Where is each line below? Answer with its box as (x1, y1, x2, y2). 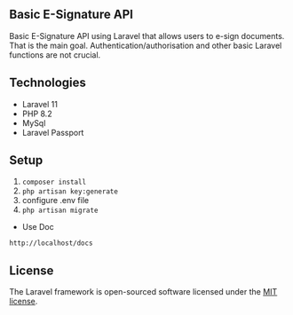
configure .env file (21, 195, 90, 206)
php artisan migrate (21, 206, 99, 216)
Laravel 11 (21, 98, 58, 109)
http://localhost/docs (9, 239, 93, 248)
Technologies (9, 75, 87, 91)
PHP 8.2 (21, 108, 52, 119)
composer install (21, 177, 87, 187)
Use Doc (21, 222, 55, 232)
